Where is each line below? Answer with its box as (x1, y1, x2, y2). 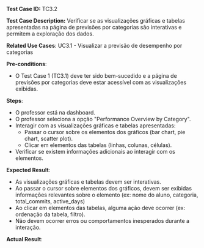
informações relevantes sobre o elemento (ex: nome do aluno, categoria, (15, 191, 199, 198)
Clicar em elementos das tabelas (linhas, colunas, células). (24, 141, 172, 149)
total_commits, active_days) (15, 198, 86, 205)
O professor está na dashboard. (15, 109, 96, 116)
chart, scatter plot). (24, 135, 73, 142)
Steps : (6, 97, 23, 104)
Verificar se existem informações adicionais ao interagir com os (15, 148, 175, 155)
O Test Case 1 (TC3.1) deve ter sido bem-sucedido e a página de (15, 72, 177, 79)
